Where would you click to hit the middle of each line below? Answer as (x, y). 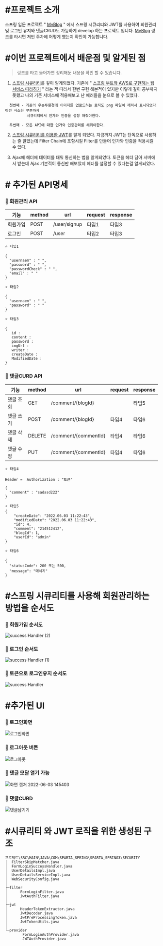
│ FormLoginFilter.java (34, 892)
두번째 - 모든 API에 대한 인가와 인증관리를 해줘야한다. (57, 125)
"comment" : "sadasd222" (34, 492)
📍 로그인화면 (19, 722)
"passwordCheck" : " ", (33, 269)
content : (21, 337)
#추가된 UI (25, 706)
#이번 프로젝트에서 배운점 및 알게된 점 (75, 58)
